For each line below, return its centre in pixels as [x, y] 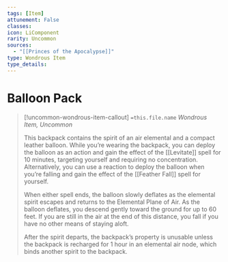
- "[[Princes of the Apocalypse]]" [64, 52]
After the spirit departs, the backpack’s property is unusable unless [118, 237]
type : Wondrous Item [37, 58]
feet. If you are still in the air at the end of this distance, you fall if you [121, 216]
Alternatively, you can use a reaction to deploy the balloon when [114, 167]
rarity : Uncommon [32, 39]
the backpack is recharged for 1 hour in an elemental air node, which [120, 244]
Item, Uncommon [48, 125]
